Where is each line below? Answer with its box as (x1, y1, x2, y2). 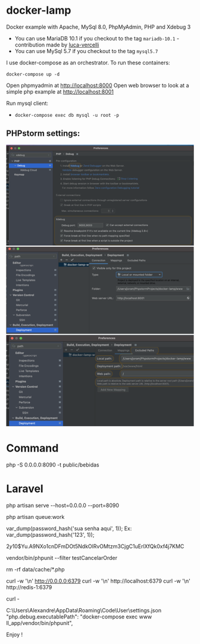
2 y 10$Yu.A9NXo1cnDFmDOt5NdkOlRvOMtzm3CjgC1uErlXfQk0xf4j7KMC (6, 543, 185, 550)
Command (6, 441, 59, 455)
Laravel (6, 482, 43, 495)
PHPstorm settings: (6, 129, 80, 139)
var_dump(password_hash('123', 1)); (6, 531, 95, 538)
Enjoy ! (6, 631, 23, 638)
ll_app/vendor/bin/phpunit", (6, 619, 73, 626)
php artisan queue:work (6, 513, 65, 520)
